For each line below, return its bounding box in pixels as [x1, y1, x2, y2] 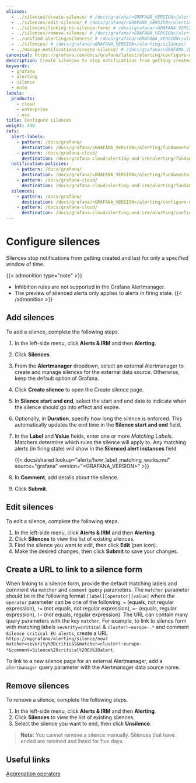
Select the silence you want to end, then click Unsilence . [14, 720, 152, 727]
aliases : [6, 8, 27, 15]
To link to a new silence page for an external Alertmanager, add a [6, 658, 163, 665]
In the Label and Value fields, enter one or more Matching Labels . [14, 432, 173, 439]
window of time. [6, 260, 45, 267]
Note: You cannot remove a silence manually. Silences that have [20, 732, 175, 739]
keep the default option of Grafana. [14, 375, 99, 382]
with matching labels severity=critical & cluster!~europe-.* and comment [6, 624, 190, 631]
